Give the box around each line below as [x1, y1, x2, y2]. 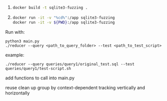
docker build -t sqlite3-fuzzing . [12, 5, 88, 10]
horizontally [5, 90, 30, 96]
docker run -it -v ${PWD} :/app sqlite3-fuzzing [12, 20, 115, 25]
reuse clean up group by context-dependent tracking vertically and [5, 84, 145, 90]
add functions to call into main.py [5, 75, 75, 81]
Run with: [5, 29, 25, 35]
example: [5, 52, 24, 58]
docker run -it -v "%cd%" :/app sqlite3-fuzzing [12, 15, 115, 20]
